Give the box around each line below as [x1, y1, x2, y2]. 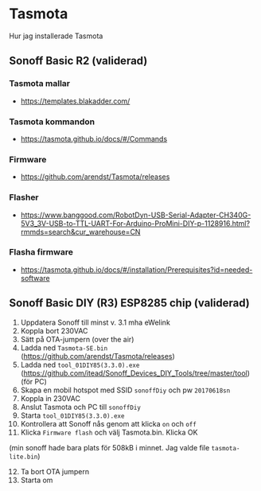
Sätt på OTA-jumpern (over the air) [20, 334, 134, 344]
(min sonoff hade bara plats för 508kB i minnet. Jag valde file [9, 442, 210, 452]
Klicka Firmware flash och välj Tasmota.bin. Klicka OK [20, 427, 198, 437]
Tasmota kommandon [9, 116, 95, 127]
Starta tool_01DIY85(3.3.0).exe [20, 411, 125, 420]
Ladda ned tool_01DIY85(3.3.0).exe [20, 360, 140, 369]
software [20, 273, 50, 283]
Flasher [9, 192, 39, 203]
